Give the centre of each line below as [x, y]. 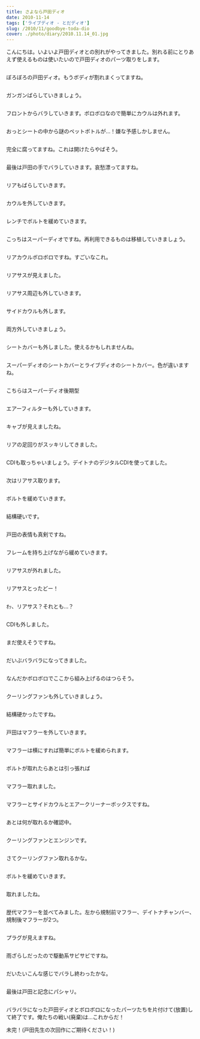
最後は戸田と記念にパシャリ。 [43, 992]
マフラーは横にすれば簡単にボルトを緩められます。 [69, 751]
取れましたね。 [25, 895]
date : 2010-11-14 [28, 17]
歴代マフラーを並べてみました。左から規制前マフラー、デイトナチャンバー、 [101, 912]
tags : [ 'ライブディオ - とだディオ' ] [48, 23]
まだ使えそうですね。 [32, 643]
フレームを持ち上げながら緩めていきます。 [58, 553]
